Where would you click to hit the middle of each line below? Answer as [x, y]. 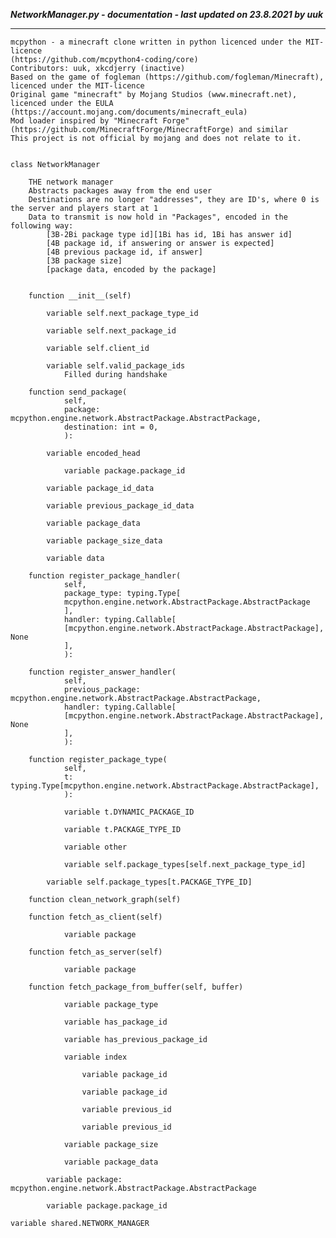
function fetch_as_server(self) [95, 952]
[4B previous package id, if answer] [124, 252]
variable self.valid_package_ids [116, 366]
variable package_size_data [104, 541]
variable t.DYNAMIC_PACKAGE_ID [129, 812]
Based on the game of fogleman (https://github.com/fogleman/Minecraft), [167, 77]
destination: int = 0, [111, 427]
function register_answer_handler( [102, 672]
